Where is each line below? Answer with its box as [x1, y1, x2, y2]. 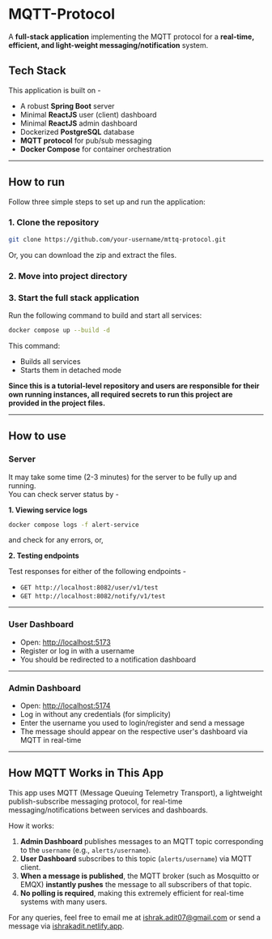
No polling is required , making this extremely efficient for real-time [19, 888, 244, 898]
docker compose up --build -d [8, 326, 111, 334]
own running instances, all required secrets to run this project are [8, 389, 233, 399]
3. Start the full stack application [8, 292, 140, 303]
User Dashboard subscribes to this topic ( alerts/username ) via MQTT [19, 853, 253, 864]
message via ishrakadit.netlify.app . [8, 921, 125, 931]
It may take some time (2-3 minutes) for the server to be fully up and [8, 472, 237, 482]
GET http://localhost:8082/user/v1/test [19, 584, 159, 592]
